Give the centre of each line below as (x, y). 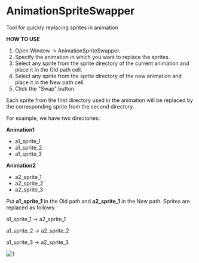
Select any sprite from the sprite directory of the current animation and (102, 63)
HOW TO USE (23, 39)
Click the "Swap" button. (45, 88)
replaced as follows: (31, 208)
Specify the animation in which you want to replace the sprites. (92, 57)
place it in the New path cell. (50, 82)
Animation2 (21, 165)
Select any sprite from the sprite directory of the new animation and (98, 76)
